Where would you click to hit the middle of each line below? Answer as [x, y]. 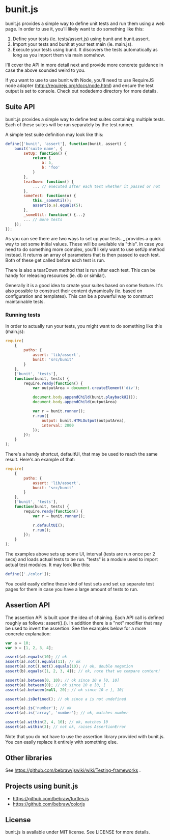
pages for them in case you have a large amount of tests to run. [72, 589]
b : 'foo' [51, 167]
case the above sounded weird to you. [45, 70]
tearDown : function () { [49, 182]
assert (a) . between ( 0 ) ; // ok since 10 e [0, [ [55, 685]
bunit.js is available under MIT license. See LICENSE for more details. [78, 832]
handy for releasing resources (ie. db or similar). [56, 275]
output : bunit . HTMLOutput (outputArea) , [84, 421]
